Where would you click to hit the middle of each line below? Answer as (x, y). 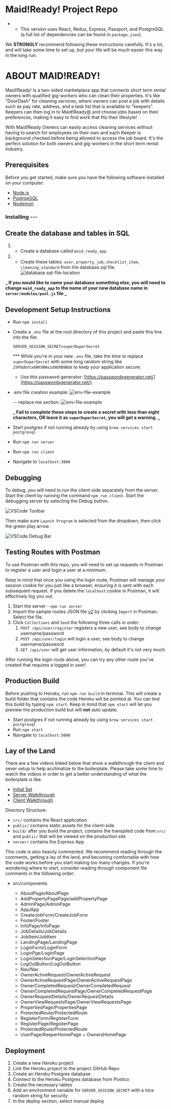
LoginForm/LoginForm (44, 948)
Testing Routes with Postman (53, 552)
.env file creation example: (41, 392)
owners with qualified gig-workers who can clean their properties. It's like (83, 95)
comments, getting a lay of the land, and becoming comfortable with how (82, 857)
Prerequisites (27, 165)
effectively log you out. (29, 596)
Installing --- (21, 217)
